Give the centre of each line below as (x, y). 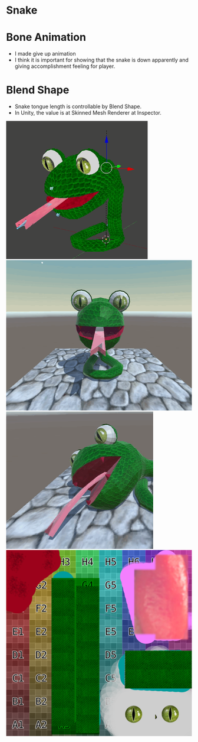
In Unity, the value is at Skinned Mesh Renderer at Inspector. (88, 113)
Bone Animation (46, 38)
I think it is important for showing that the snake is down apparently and (101, 60)
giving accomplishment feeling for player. (65, 66)
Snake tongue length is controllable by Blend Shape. (78, 106)
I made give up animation (45, 54)
